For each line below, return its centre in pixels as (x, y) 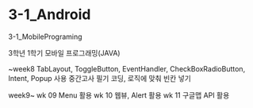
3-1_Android (50, 15)
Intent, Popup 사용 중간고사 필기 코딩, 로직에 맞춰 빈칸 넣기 (100, 78)
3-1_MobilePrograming (45, 37)
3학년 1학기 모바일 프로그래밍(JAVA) (64, 52)
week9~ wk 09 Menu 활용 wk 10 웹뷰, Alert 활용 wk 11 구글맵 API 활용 (119, 95)
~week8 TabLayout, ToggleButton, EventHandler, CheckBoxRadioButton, (127, 68)
